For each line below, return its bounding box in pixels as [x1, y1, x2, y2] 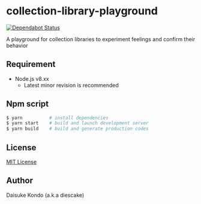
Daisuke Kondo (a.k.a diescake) [6, 191, 85, 199]
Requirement [6, 59, 56, 69]
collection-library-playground [6, 4, 158, 18]
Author [6, 175, 33, 186]
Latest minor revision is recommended [23, 81, 119, 89]
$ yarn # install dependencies [6, 115, 109, 121]
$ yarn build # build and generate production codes [6, 126, 149, 132]
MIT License [6, 159, 37, 165]
